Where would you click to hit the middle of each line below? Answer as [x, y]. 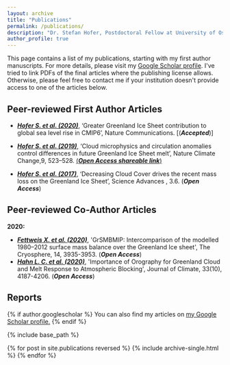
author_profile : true [38, 39]
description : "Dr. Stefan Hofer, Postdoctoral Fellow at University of [111, 33]
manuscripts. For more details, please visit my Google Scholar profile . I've [111, 66]
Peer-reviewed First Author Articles [85, 109]
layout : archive [30, 13]
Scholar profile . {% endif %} [47, 321]
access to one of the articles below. [57, 88]
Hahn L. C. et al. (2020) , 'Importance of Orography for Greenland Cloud [118, 262]
